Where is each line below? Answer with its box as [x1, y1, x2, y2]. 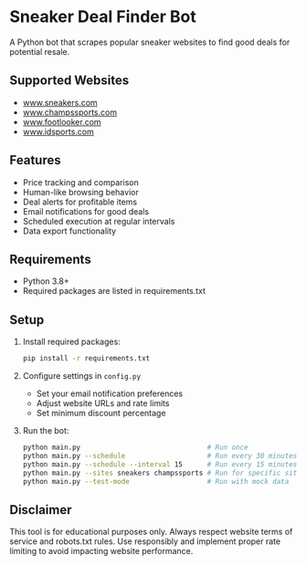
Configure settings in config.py [22, 371, 142, 382]
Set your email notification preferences [36, 388, 184, 399]
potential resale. [9, 46, 70, 57]
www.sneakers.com [22, 97, 98, 108]
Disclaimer [9, 502, 72, 518]
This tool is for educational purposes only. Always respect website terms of [9, 527, 293, 538]
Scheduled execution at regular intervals [22, 215, 175, 226]
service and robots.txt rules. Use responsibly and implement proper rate [9, 536, 281, 547]
